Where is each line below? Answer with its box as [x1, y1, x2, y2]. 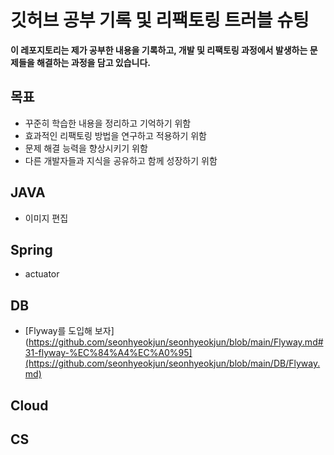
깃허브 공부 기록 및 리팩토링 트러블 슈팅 [10, 9, 310, 32]
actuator [24, 268, 60, 280]
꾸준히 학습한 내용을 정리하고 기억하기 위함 [24, 117, 192, 129]
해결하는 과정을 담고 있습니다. [36, 56, 152, 68]
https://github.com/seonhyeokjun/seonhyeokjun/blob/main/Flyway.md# [28, 336, 324, 348]
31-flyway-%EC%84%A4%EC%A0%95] [24, 347, 193, 359]
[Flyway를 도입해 [24, 325, 93, 337]
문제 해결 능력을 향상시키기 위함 [24, 142, 148, 154]
